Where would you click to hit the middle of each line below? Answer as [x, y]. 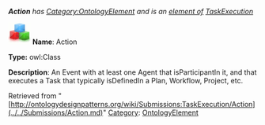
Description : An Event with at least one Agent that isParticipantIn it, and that [132, 72]
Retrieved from [32, 96]
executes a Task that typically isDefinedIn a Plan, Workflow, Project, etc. [126, 81]
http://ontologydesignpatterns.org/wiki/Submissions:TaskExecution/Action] [133, 104]
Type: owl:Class [34, 57]
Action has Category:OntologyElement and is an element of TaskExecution [131, 11]
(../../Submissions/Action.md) [56, 112]
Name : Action [55, 42]
